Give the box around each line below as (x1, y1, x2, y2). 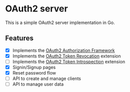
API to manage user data (12, 81, 64, 87)
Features (5, 34, 34, 42)
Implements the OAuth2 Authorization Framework (12, 47, 115, 53)
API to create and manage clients (12, 75, 81, 81)
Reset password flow (12, 70, 56, 75)
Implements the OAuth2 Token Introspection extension (12, 58, 125, 64)
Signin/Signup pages (12, 64, 56, 70)
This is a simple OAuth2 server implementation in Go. (5, 19, 115, 25)
